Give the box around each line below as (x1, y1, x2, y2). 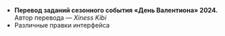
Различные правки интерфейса (14, 21, 110, 29)
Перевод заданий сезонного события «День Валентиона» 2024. (14, 6, 218, 14)
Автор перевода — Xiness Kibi (14, 13, 107, 22)
